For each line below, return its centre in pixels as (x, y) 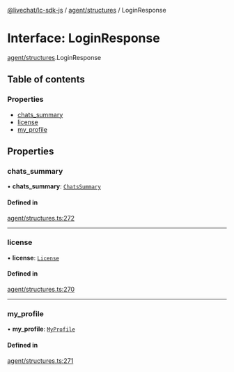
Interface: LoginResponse (84, 38)
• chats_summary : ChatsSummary (54, 186)
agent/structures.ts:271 (40, 360)
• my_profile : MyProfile (41, 329)
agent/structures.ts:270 (41, 290)
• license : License (33, 258)
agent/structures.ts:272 (41, 218)
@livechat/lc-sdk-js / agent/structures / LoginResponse (87, 10)
